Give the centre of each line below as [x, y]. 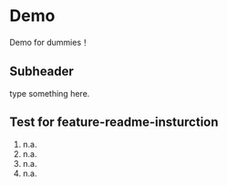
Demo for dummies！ [49, 42]
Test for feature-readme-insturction [114, 123]
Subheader [42, 72]
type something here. [50, 93]
